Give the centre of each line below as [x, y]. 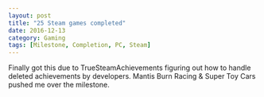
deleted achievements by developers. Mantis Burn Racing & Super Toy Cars [132, 76]
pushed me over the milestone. [59, 85]
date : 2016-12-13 [37, 30]
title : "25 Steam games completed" [67, 23]
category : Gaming [37, 38]
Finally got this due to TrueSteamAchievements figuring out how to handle [130, 68]
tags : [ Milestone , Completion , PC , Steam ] [80, 45]
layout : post [30, 16]
